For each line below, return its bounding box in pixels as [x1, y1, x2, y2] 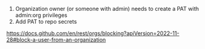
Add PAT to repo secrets [15, 18, 77, 25]
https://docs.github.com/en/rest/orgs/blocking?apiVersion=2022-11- [6, 30, 180, 37]
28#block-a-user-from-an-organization [6, 36, 106, 43]
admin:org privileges [15, 11, 68, 19]
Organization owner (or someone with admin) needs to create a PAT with [15, 5, 199, 12]
